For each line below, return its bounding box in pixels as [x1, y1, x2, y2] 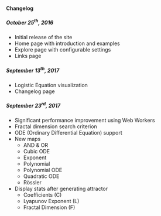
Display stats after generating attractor [14, 185, 108, 193]
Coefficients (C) [23, 191, 62, 198]
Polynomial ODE [23, 167, 63, 174]
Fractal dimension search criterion [14, 123, 98, 130]
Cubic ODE [23, 148, 50, 155]
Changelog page [14, 88, 55, 95]
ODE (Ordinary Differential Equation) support [14, 129, 122, 136]
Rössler [23, 179, 42, 186]
